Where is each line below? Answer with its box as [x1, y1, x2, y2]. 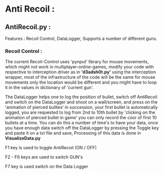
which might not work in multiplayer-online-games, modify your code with [5, 64, 154, 70]
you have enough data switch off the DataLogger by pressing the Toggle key [5, 125, 159, 131]
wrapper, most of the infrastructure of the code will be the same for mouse [5, 74, 155, 80]
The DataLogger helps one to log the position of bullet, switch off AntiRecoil [5, 94, 158, 100]
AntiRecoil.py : [5, 23, 51, 31]
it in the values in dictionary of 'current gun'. [5, 85, 94, 90]
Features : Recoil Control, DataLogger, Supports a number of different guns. [5, 35, 158, 41]
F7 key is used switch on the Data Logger [5, 164, 89, 170]
